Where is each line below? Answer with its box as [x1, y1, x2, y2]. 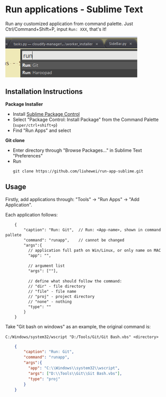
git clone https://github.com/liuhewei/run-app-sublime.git [12, 168, 144, 174]
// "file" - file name [28, 289, 77, 294]
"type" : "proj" [28, 376, 60, 382]
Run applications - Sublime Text [5, 4, 144, 15]
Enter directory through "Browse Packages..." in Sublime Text [12, 147, 142, 153]
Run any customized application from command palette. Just [5, 21, 133, 27]
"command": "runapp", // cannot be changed [23, 237, 125, 243]
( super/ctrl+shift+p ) [12, 122, 58, 128]
